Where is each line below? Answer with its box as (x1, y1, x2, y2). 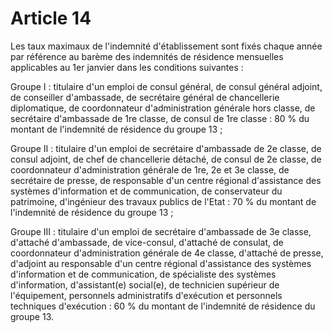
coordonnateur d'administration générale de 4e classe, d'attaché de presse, (10, 247, 324, 259)
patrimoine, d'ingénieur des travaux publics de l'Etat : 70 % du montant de (10, 195, 317, 207)
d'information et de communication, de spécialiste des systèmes (10, 268, 277, 280)
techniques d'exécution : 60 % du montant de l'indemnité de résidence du (10, 300, 316, 312)
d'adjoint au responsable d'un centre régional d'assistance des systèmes (10, 257, 312, 269)
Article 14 (10, 7, 92, 30)
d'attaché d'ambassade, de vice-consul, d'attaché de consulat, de (10, 236, 284, 248)
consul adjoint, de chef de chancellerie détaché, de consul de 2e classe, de (10, 153, 322, 165)
